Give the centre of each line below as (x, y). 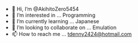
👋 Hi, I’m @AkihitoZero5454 (45, 9)
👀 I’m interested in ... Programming (53, 15)
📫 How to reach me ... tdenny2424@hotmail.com (72, 34)
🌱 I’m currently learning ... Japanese (55, 21)
